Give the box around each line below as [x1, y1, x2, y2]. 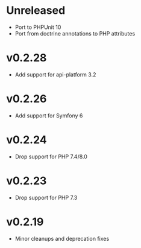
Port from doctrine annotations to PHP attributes [14, 29, 136, 37]
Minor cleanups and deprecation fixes [14, 235, 110, 242]
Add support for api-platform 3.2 [14, 70, 96, 78]
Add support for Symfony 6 [14, 112, 83, 119]
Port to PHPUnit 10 [14, 23, 61, 31]
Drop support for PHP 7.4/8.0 [14, 153, 87, 160]
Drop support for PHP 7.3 [14, 194, 78, 201]
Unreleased [6, 4, 66, 17]
